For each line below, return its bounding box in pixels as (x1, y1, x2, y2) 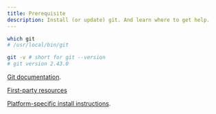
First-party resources (7, 87, 67, 94)
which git (7, 35, 36, 42)
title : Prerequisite (7, 10, 67, 17)
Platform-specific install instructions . (7, 100, 111, 107)
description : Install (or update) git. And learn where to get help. (7, 16, 211, 23)
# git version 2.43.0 (7, 60, 69, 67)
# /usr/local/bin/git (7, 42, 69, 49)
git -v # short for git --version (7, 54, 106, 61)
